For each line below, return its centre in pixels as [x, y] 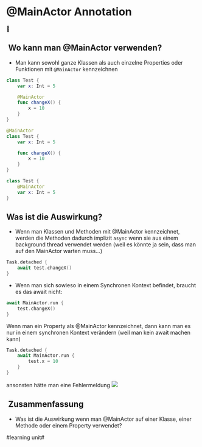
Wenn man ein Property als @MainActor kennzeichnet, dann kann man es [99, 326]
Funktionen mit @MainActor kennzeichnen [66, 69]
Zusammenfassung [46, 404]
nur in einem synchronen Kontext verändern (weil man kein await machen [98, 332]
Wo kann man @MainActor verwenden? [85, 48]
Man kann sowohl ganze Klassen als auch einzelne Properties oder [99, 62]
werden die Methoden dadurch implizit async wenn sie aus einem [96, 238]
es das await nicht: [39, 291]
